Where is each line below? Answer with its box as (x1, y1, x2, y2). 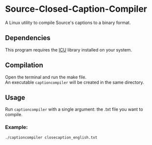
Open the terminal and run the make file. (5, 74, 87, 80)
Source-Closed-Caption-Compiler (5, 3, 147, 15)
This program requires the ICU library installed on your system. (5, 47, 132, 52)
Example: (5, 124, 28, 131)
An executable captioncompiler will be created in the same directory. (5, 79, 144, 85)
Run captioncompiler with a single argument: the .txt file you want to (5, 106, 143, 112)
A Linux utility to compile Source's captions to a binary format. (5, 20, 131, 25)
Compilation (5, 61, 43, 70)
